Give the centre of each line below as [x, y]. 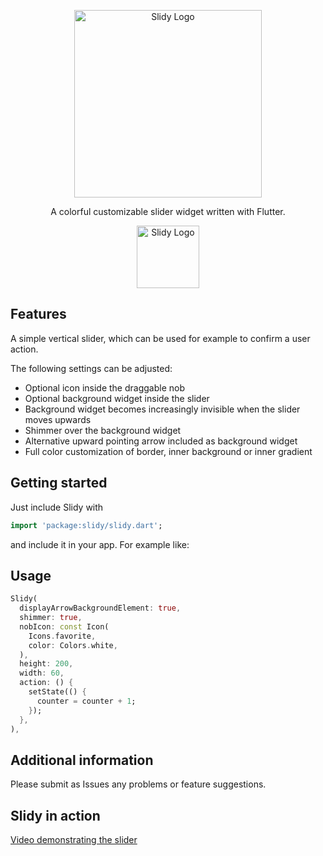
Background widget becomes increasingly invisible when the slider [162, 409]
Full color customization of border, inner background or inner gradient [168, 451]
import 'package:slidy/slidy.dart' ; [86, 525]
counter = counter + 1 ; [86, 701]
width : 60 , [42, 673]
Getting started [59, 483]
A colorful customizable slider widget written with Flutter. [168, 211]
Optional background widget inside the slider [117, 398]
